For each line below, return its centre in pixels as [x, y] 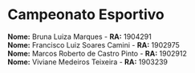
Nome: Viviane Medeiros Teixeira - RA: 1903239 [88, 62]
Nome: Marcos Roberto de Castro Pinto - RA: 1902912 [97, 53]
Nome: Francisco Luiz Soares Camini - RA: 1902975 [93, 44]
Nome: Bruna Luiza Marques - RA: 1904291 [79, 36]
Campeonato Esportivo [86, 15]
